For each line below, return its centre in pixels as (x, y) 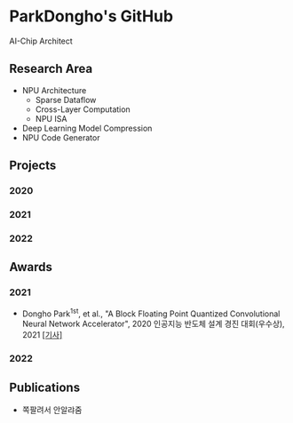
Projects (33, 166)
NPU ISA (51, 118)
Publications (45, 387)
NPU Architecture (54, 90)
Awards (31, 267)
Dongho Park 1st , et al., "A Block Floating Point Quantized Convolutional (151, 313)
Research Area (51, 69)
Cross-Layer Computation (83, 109)
